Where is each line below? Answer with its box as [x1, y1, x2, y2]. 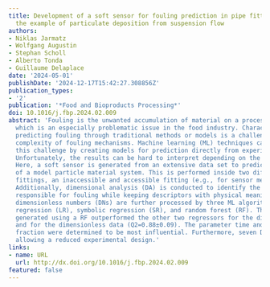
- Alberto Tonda [8, 57, 63, 65]
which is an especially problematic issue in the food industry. [15, 124, 239, 132]
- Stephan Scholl [8, 49, 67, 57]
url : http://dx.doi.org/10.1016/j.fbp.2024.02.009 [15, 258, 189, 266]
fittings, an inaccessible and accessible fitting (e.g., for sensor [15, 176, 253, 185]
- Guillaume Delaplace [8, 64, 84, 72]
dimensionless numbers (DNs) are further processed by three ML [15, 199, 235, 207]
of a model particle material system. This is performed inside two [15, 169, 250, 177]
